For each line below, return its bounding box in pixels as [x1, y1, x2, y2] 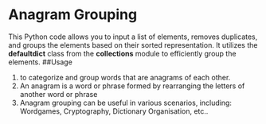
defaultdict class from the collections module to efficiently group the [8, 48, 237, 58]
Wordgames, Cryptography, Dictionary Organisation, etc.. [19, 106, 209, 116]
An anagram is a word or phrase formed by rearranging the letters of [19, 81, 245, 91]
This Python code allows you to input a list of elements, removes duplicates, [8, 32, 258, 41]
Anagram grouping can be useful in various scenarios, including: [19, 98, 233, 107]
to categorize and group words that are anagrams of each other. [19, 72, 231, 82]
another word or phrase [19, 89, 98, 99]
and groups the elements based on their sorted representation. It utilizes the [8, 40, 258, 49]
